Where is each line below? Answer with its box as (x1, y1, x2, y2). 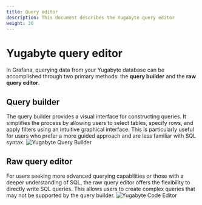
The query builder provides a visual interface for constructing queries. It (6, 113, 187, 120)
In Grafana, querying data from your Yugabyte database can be (6, 66, 165, 73)
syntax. (6, 139, 25, 146)
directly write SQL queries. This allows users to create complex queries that (6, 185, 195, 192)
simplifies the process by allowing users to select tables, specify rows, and (6, 119, 194, 127)
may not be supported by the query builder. (6, 192, 115, 199)
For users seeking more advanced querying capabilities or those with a (6, 172, 184, 180)
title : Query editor (6, 8, 59, 15)
